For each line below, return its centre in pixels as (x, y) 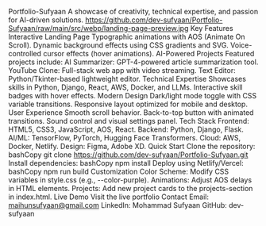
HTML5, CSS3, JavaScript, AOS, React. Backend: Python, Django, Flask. (126, 129)
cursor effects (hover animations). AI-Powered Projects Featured (149, 54)
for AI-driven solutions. (46, 20)
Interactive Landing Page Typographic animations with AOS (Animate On (127, 36)
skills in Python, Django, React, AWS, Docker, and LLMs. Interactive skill (125, 87)
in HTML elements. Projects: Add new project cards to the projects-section (131, 188)
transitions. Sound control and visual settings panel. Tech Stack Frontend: (129, 121)
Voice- (241, 45)
